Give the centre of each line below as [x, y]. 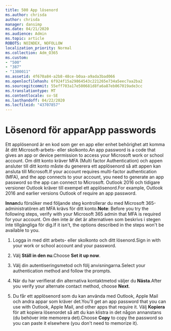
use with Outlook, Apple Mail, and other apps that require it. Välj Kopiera [89, 307]
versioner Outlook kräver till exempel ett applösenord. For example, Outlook [84, 188]
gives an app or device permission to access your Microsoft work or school [84, 155]
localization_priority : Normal [39, 48]
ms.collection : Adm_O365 [32, 53]
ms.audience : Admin [26, 34]
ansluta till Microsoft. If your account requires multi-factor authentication [81, 172]
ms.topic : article [25, 39]
